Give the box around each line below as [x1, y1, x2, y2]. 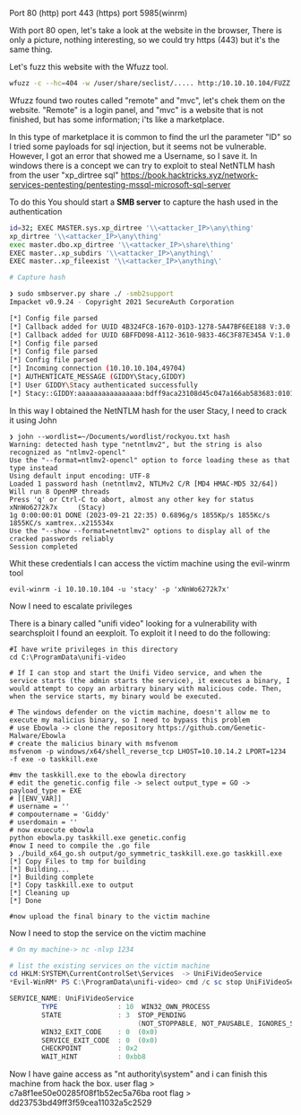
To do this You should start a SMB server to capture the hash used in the [9, 197, 279, 207]
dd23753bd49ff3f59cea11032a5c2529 [9, 1097, 152, 1108]
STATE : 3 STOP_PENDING [41, 1010, 186, 1020]
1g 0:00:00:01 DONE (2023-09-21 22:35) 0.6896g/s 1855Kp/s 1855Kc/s [9, 511, 271, 520]
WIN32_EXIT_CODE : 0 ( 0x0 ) [41, 1027, 159, 1036]
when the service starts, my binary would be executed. [9, 691, 222, 701]
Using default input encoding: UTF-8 [9, 471, 150, 480]
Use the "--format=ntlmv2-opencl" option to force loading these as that [9, 455, 291, 465]
